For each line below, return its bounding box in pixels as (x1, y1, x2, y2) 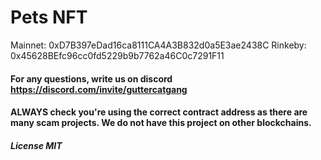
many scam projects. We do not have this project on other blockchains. (10, 117, 312, 129)
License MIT (10, 139, 63, 151)
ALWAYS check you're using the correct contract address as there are (10, 106, 308, 118)
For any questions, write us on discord (10, 72, 173, 85)
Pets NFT (10, 6, 88, 29)
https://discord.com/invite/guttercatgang (10, 83, 188, 95)
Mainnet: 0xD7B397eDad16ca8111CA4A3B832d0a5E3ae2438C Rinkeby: (10, 39, 307, 51)
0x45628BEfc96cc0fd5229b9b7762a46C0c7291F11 (10, 49, 225, 61)
